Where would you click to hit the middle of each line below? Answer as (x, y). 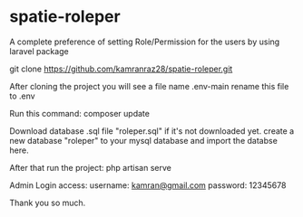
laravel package (39, 51)
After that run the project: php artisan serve (91, 167)
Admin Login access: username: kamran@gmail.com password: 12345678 (148, 185)
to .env (22, 96)
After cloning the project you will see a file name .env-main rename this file (149, 86)
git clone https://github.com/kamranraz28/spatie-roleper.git (121, 69)
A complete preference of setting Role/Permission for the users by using (145, 42)
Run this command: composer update (79, 113)
